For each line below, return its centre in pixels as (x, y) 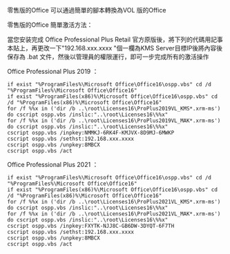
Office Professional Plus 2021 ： (53, 165)
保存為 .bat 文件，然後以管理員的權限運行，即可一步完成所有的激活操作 (108, 57)
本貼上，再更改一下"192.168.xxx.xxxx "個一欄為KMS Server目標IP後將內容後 (115, 48)
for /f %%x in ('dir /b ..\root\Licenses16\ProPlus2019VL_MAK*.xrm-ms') (114, 121)
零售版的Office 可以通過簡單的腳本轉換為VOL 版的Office (87, 10)
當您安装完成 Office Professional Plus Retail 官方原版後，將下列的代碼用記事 (115, 39)
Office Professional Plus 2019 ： (53, 71)
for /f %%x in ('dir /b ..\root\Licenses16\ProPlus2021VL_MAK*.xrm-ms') (114, 214)
